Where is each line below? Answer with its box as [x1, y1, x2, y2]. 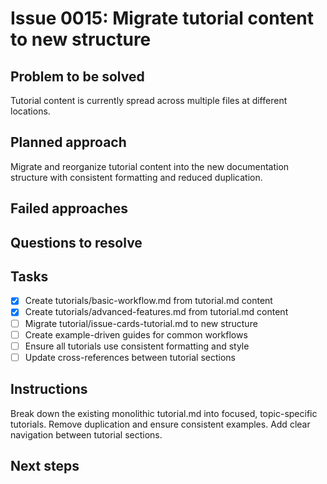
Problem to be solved [10, 68, 145, 85]
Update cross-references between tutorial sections [24, 351, 237, 363]
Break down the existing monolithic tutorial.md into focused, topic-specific [10, 407, 318, 419]
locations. [10, 105, 51, 117]
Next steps [10, 457, 80, 474]
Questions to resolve [10, 234, 143, 251]
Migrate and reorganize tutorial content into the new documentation [10, 160, 290, 172]
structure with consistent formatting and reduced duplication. [10, 171, 263, 183]
